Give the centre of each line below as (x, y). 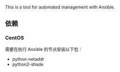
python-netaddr (28, 59)
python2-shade (28, 64)
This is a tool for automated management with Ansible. (60, 7)
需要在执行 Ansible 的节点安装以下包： (44, 49)
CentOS (15, 38)
